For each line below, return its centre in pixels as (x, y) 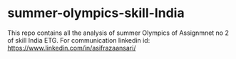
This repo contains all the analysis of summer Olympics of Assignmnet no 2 (118, 33)
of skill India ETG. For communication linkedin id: (79, 40)
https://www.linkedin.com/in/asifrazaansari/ (72, 48)
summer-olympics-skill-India (96, 13)
